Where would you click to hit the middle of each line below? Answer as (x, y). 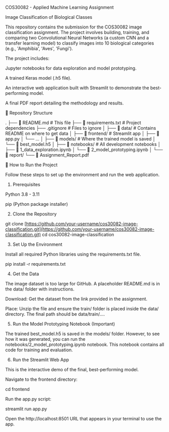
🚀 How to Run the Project (31, 165)
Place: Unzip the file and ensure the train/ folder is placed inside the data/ (82, 309)
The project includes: (27, 58)
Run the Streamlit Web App (41, 360)
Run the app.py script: (28, 399)
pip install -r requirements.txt (35, 264)
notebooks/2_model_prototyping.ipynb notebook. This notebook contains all (85, 345)
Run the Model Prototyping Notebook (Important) (64, 324)
